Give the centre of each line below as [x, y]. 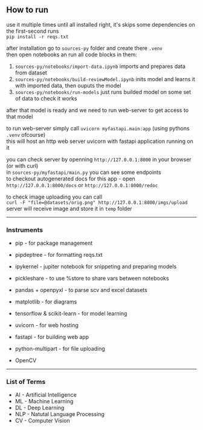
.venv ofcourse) [26, 134]
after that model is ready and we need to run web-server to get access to [98, 110]
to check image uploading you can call [54, 197]
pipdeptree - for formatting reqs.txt [59, 255]
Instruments [25, 230]
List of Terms [26, 382]
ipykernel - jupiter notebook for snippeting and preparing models [96, 266]
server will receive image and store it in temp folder [69, 208]
